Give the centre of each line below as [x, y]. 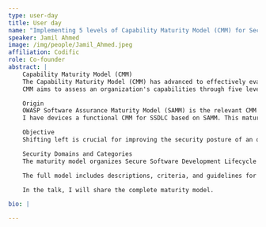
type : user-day [33, 15]
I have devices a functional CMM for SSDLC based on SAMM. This [131, 118]
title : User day [35, 23]
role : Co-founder [37, 60]
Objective [39, 132]
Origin [33, 104]
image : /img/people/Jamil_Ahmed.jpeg [70, 45]
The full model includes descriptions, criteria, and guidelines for [140, 176]
